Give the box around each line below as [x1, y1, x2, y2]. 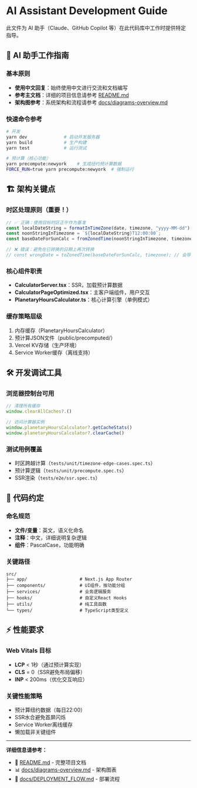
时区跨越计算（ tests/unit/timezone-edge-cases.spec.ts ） [14, 460, 156, 467]
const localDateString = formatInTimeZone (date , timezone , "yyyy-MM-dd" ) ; [6, 225, 193, 231]
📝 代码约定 [6, 493, 44, 503]
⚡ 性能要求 [6, 625, 44, 635]
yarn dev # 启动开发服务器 [6, 134, 100, 140]
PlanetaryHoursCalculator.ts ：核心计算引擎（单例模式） [14, 296, 153, 303]
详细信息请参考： [6, 746, 47, 753]
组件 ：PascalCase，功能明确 [14, 541, 85, 548]
